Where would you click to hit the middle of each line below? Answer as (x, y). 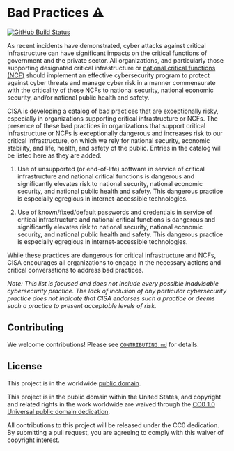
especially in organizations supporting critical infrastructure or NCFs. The (112, 118)
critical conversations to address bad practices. (76, 270)
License (25, 366)
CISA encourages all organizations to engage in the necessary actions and (114, 262)
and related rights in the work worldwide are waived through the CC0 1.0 (111, 404)
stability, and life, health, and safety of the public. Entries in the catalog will (115, 148)
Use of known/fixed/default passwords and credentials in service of (115, 212)
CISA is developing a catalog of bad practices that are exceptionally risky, (113, 111)
